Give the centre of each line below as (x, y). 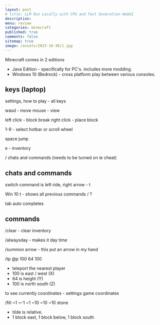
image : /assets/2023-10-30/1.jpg (39, 46)
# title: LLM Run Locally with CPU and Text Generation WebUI (69, 14)
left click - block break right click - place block (52, 120)
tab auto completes (24, 204)
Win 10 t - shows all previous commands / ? (49, 194)
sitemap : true (19, 41)
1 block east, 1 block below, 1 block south (53, 317)
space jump (17, 139)
